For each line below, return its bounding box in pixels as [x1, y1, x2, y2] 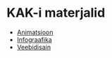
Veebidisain [16, 43, 51, 51]
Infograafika [16, 35, 52, 43]
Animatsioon [16, 28, 54, 36]
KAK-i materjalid [6, 5, 106, 21]
